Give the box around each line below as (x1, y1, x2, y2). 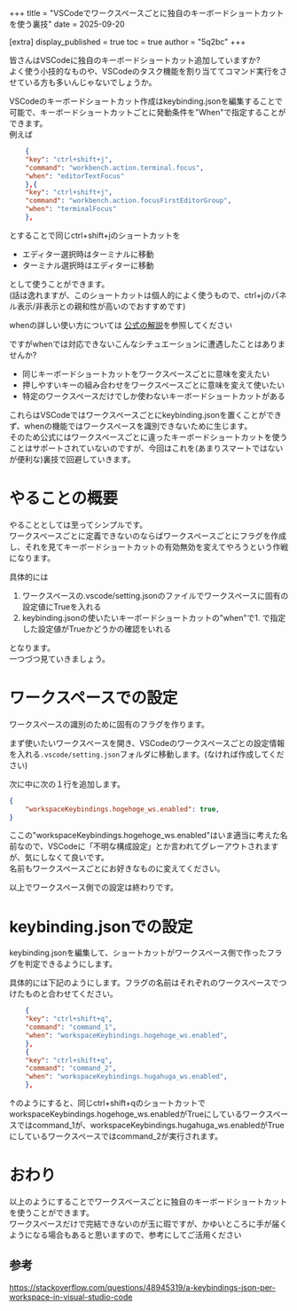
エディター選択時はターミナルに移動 (21, 248, 154, 259)
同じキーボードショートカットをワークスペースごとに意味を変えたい (21, 368, 270, 379)
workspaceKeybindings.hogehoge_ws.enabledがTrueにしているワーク (9, 1109, 266, 1119)
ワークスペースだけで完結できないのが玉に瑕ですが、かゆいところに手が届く (9, 1219, 288, 1229)
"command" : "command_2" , (25, 1064, 117, 1073)
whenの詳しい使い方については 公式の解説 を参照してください (9, 319, 233, 330)
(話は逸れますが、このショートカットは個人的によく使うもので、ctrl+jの (9, 289, 272, 300)
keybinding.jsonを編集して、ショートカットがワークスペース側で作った (9, 947, 268, 958)
